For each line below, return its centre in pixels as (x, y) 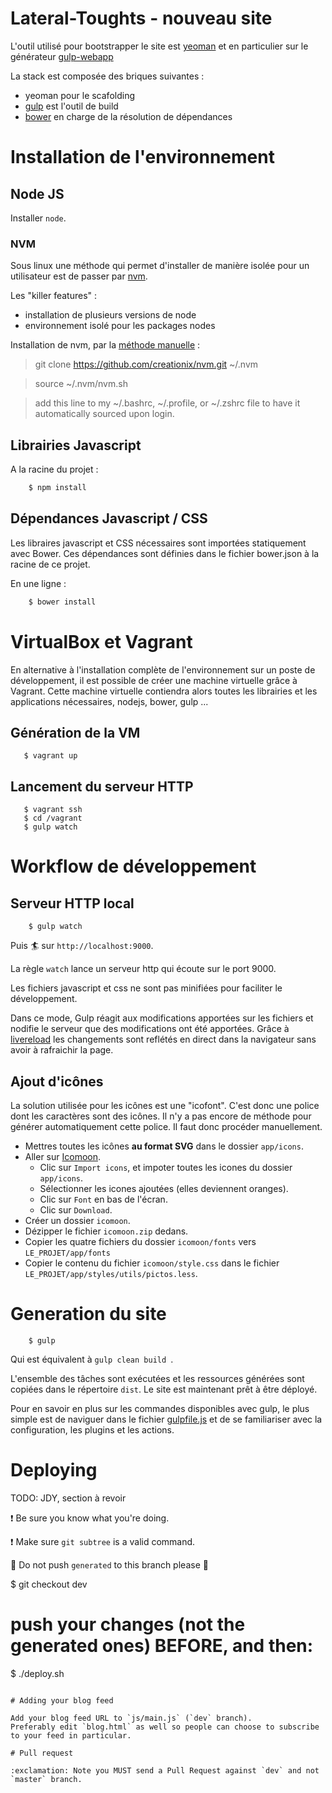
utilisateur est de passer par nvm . (79, 276)
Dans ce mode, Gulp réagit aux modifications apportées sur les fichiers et (162, 1018)
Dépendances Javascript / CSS (109, 518)
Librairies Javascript (76, 445)
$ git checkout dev (49, 1584)
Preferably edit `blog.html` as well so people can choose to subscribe (165, 1727)
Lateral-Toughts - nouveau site (141, 18)
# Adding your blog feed (62, 1700)
